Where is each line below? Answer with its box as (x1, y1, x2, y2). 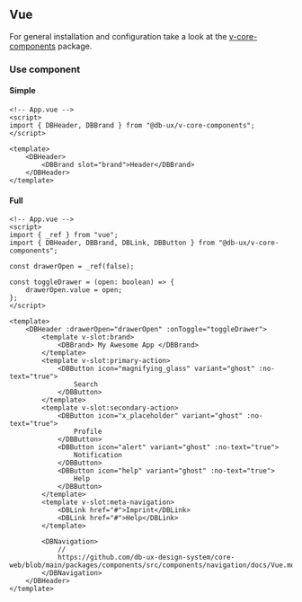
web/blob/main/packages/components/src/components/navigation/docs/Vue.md (9, 561, 296, 570)
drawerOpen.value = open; (25, 286, 123, 295)
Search (73, 380, 99, 389)
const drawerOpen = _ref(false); (9, 262, 135, 271)
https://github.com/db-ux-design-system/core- (57, 553, 235, 562)
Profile (73, 427, 102, 437)
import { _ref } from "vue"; (9, 231, 119, 240)
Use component (9, 63, 81, 75)
